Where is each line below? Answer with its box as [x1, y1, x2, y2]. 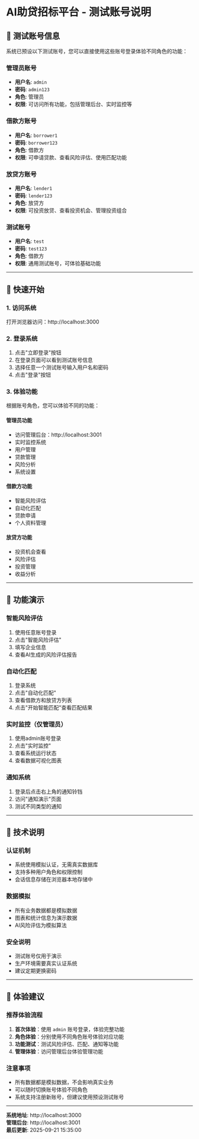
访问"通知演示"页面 [14, 795, 62, 803]
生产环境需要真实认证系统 [14, 960, 78, 967]
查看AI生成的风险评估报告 [14, 651, 78, 658]
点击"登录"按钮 [14, 371, 52, 378]
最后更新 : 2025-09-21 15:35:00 [6, 1126, 82, 1133]
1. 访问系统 [6, 303, 37, 312]
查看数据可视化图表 [14, 757, 62, 764]
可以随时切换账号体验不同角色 [14, 1086, 88, 1093]
